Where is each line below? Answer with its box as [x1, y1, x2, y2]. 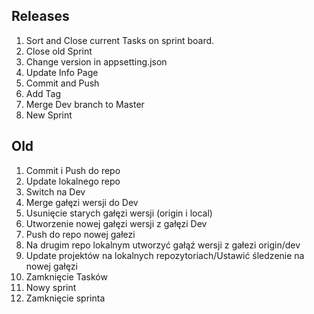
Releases [11, 8, 70, 25]
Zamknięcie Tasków [25, 270, 108, 283]
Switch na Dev [25, 185, 86, 198]
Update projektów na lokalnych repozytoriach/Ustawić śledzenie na [25, 249, 305, 261]
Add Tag [25, 87, 61, 99]
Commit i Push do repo [25, 164, 121, 176]
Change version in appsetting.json [25, 55, 168, 68]
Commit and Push [25, 77, 100, 89]
